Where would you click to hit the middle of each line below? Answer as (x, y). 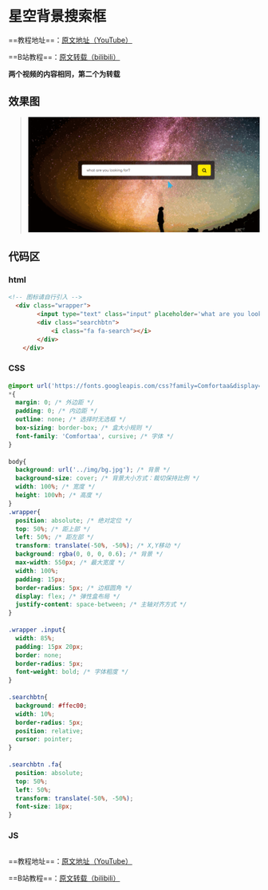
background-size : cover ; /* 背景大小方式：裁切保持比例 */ (108, 479)
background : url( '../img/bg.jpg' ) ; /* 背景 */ (93, 470)
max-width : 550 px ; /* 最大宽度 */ (70, 563)
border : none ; (39, 655)
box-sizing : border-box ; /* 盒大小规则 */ (84, 428)
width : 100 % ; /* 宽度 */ (55, 487)
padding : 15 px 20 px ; (49, 647)
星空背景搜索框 (57, 16)
